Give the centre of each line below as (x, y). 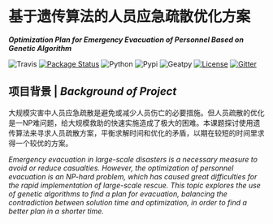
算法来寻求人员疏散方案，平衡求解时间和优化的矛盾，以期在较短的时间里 (136, 133)
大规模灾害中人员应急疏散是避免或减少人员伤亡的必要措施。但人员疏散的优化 (136, 112)
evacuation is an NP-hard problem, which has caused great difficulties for (133, 176)
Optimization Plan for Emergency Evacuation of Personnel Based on (126, 39)
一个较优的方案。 (44, 143)
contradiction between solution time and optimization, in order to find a (128, 202)
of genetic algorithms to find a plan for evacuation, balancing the (118, 194)
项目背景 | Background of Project (93, 91)
